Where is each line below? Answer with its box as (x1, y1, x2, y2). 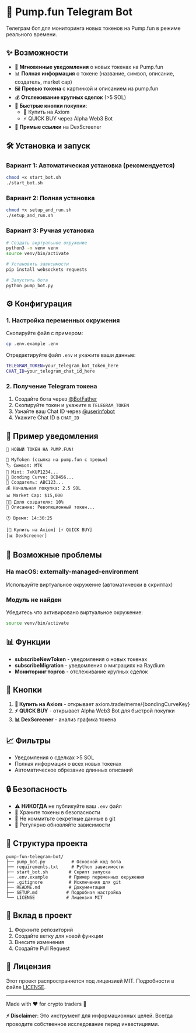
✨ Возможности (6, 48, 68, 58)
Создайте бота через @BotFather (14, 395, 97, 402)
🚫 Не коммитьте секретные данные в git (14, 815, 116, 822)
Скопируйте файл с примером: (6, 330, 83, 337)
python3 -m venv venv (6, 245, 59, 251)
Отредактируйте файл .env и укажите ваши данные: (6, 352, 136, 359)
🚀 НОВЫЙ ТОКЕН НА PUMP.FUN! (6, 447, 75, 453)
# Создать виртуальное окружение (6, 240, 87, 246)
